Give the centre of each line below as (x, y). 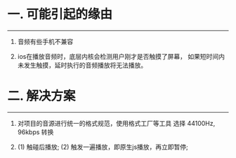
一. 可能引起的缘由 (60, 14)
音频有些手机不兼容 (45, 41)
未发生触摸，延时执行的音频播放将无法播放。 (82, 65)
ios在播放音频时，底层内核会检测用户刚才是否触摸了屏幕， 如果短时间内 (121, 56)
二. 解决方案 (41, 96)
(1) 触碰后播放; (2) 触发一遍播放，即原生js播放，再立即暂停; (103, 147)
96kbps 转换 (35, 132)
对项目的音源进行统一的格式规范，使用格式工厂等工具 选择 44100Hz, (116, 123)
